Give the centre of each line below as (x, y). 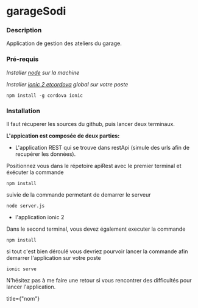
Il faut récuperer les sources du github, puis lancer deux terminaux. (91, 124)
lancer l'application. (31, 287)
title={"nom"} (23, 299)
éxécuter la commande (35, 172)
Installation (23, 111)
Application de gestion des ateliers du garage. (64, 43)
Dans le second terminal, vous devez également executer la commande (96, 229)
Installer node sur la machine (43, 72)
